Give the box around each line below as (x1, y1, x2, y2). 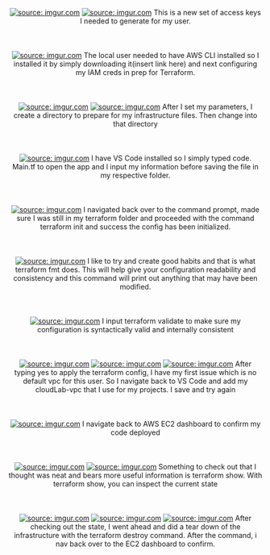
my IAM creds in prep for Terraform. (75, 68, 196, 77)
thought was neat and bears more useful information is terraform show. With (8, 470, 263, 480)
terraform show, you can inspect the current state (52, 479, 218, 488)
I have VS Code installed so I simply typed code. (91, 153, 252, 163)
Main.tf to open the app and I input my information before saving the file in (11, 162, 260, 171)
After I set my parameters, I (162, 102, 253, 111)
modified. (119, 282, 152, 291)
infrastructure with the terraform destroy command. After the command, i (14, 531, 257, 540)
